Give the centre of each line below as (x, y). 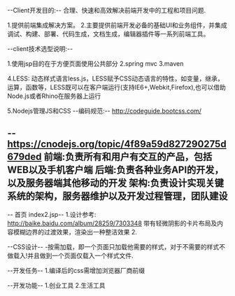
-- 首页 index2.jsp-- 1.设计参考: (52, 214)
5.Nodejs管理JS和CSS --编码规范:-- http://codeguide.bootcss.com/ (104, 111)
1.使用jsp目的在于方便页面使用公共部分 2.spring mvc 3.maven (95, 64)
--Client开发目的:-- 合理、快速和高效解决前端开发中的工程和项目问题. (107, 10)
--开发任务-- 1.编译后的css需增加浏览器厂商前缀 (76, 270)
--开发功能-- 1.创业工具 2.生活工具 (56, 285)
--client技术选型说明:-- (40, 49)
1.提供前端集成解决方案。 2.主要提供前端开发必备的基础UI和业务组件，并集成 (117, 25)
